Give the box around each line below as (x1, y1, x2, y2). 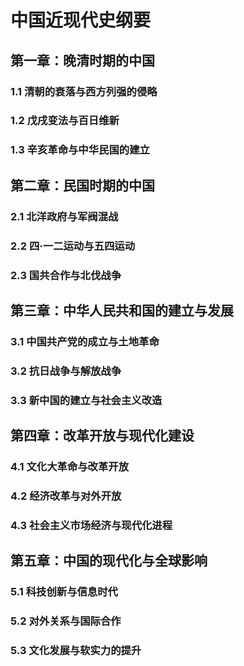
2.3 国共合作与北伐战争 (10, 268, 122, 282)
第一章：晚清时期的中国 (10, 52, 155, 69)
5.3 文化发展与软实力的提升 (10, 643, 142, 657)
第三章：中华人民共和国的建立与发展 (10, 302, 234, 319)
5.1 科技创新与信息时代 (10, 585, 118, 599)
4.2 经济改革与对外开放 (10, 489, 122, 503)
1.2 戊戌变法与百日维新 (10, 114, 120, 128)
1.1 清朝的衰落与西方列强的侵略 (10, 84, 158, 98)
